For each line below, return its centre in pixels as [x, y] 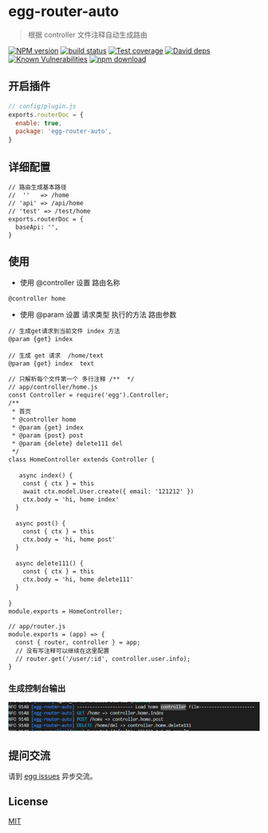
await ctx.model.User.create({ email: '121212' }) [108, 491]
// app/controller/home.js [53, 387]
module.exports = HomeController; [66, 611]
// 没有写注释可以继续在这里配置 [63, 651]
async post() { [41, 523]
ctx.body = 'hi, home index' [71, 499]
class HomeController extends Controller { [82, 459]
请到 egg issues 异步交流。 [53, 776]
